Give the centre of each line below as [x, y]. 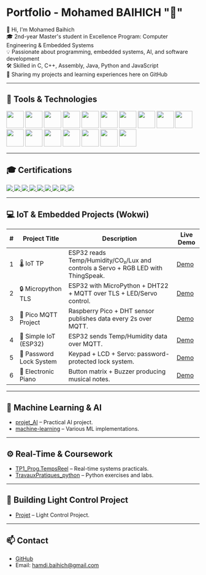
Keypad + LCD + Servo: [102, 354]
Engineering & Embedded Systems [50, 45]
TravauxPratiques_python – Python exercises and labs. [84, 475]
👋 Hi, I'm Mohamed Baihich [40, 29]
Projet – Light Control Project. [52, 515]
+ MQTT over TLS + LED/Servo [113, 294]
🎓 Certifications [39, 170]
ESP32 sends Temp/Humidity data [118, 337]
